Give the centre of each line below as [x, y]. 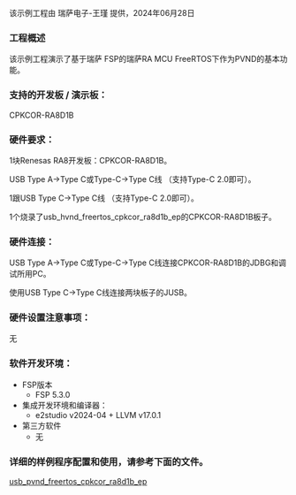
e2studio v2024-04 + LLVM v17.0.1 [98, 415]
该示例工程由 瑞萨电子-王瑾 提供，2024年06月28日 [102, 13]
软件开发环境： [41, 363]
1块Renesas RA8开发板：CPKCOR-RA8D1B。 [91, 160]
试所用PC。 [30, 274]
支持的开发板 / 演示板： [58, 95]
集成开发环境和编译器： [65, 405]
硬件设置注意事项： [50, 318]
